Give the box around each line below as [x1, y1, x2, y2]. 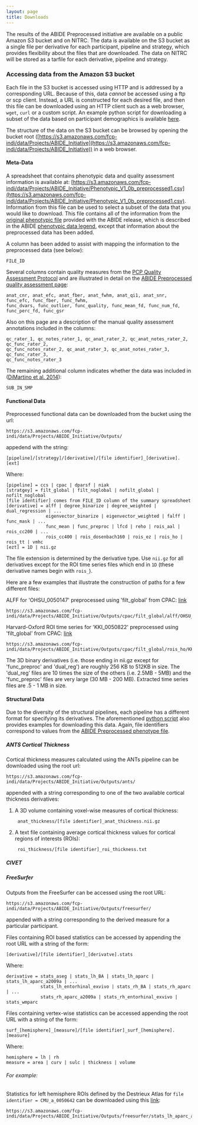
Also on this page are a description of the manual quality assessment [6, 318, 174, 325]
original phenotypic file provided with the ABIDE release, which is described [6, 217, 190, 223]
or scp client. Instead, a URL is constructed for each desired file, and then [6, 96, 185, 104]
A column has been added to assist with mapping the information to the [6, 240, 180, 247]
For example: [6, 1072, 38, 1079]
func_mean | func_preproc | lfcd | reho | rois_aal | [45, 524, 181, 530]
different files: [6, 585, 40, 592]
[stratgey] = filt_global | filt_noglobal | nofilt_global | [6, 488, 160, 494]
